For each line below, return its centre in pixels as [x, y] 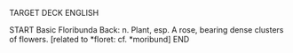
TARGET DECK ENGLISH [54, 13]
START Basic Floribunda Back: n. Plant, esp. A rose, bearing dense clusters [146, 30]
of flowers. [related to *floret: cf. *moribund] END [99, 39]
